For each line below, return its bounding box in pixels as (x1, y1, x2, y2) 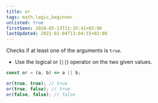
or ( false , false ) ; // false (6, 91, 76, 98)
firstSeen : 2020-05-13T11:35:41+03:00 (6, 25, 102, 31)
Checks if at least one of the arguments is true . (6, 47, 122, 54)
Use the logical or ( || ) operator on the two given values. (14, 59, 153, 66)
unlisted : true (6, 20, 44, 25)
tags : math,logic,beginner (6, 14, 73, 20)
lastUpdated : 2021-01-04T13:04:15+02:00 (6, 31, 108, 37)
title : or (6, 8, 31, 15)
